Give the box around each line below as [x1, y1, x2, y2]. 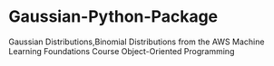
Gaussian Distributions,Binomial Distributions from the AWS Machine [8, 36, 265, 47]
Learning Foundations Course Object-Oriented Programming [8, 45, 235, 56]
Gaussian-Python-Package [8, 6, 219, 27]
